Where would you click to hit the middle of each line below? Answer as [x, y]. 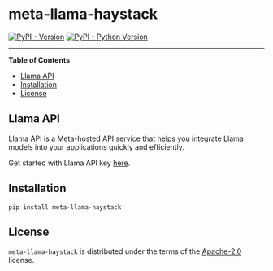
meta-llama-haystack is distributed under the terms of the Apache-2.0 [125, 251]
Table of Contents [39, 60]
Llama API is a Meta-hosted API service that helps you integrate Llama [126, 138]
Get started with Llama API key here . [69, 163]
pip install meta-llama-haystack [65, 207]
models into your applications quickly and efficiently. [97, 146]
